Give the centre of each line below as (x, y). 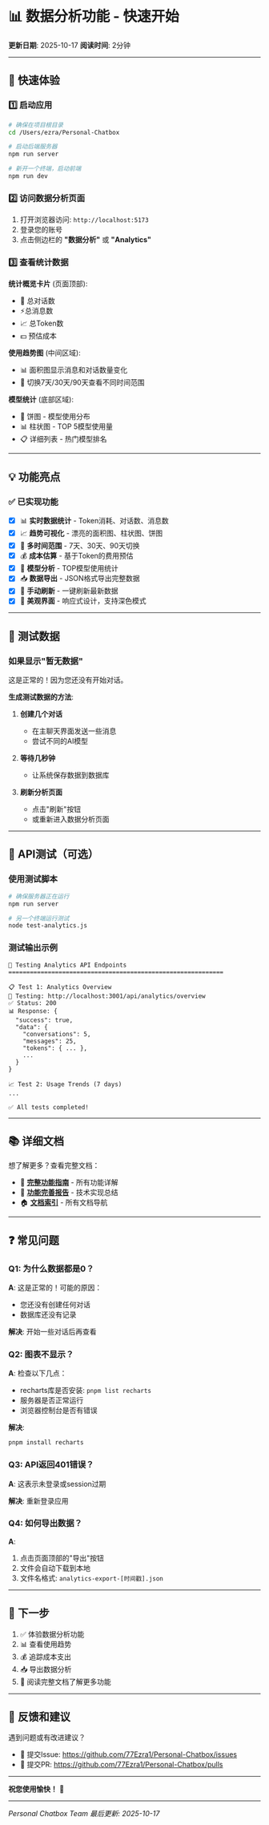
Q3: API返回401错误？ (51, 1465)
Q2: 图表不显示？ (41, 1354)
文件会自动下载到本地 (55, 1568)
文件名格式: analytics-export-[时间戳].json (92, 1578)
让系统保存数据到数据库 (70, 775)
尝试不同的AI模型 (60, 741)
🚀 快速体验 (34, 81)
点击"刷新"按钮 (56, 810)
